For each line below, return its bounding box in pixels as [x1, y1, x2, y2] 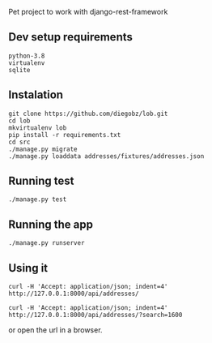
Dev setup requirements [8, 30, 134, 44]
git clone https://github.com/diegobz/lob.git [8, 109, 168, 118]
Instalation [8, 88, 63, 102]
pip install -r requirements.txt [8, 131, 121, 139]
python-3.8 [8, 52, 45, 60]
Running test [8, 174, 74, 188]
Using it [8, 261, 49, 275]
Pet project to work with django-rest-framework [8, 7, 168, 16]
